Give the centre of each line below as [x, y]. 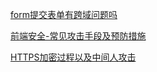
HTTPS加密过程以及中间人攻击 [73, 57]
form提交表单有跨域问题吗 [64, 14]
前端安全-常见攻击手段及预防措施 [78, 36]
